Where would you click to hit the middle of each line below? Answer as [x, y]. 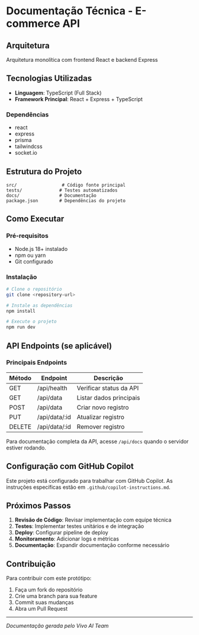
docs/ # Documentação [51, 195]
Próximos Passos [38, 506]
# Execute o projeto [32, 322]
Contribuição [31, 564]
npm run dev [21, 327]
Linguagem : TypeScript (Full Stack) [58, 93]
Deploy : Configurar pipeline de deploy [61, 533]
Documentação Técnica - [70, 11]
